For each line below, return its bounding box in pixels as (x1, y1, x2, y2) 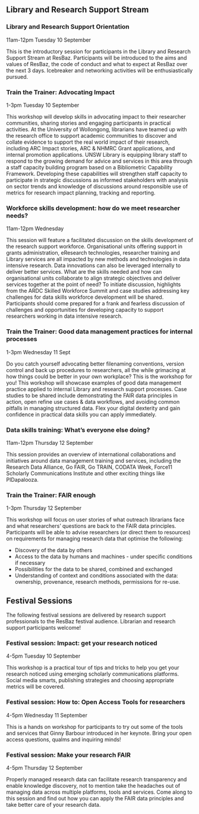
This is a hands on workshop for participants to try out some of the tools (6, 723, 183, 730)
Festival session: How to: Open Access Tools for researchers (6, 698, 186, 706)
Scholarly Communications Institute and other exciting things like (6, 469, 165, 476)
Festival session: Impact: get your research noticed (6, 639, 157, 647)
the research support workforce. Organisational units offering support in (6, 243, 183, 250)
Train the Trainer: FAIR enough (6, 491, 96, 499)
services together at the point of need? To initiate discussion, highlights (6, 281, 181, 288)
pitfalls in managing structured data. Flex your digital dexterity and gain (6, 404, 181, 411)
